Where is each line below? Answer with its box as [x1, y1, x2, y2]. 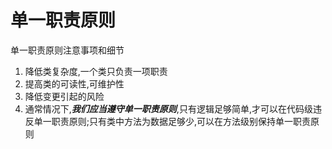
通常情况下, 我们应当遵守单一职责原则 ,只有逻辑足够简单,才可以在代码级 [24, 102, 313, 115]
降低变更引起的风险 [24, 90, 105, 102]
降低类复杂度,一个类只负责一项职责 [24, 65, 168, 77]
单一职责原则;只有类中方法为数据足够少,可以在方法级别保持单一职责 [33, 115, 312, 127]
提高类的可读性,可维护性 [24, 77, 125, 90]
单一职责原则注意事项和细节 [10, 44, 125, 56]
